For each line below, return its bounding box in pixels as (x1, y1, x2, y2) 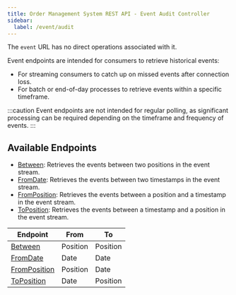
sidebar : (7, 17, 33, 24)
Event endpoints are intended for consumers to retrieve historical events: (7, 56, 220, 65)
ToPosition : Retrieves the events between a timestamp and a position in (17, 205, 226, 214)
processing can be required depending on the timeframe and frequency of (7, 114, 224, 122)
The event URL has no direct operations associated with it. (7, 43, 177, 52)
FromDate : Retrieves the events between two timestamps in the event (17, 176, 220, 184)
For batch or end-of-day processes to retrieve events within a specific (17, 85, 223, 94)
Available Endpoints (7, 142, 98, 154)
